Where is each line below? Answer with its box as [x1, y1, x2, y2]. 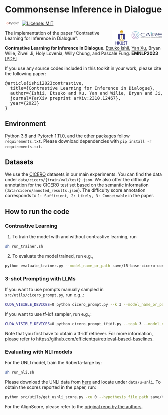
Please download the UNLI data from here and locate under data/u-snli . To [5, 379, 161, 385]
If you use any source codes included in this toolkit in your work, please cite [5, 65, 161, 71]
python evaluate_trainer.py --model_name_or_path [5, 263, 111, 269]
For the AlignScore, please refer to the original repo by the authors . [5, 404, 143, 410]
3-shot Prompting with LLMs [5, 275, 76, 282]
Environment [5, 119, 46, 128]
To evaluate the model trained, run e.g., [12, 253, 94, 259]
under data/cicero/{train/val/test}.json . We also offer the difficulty [5, 176, 149, 182]
